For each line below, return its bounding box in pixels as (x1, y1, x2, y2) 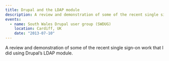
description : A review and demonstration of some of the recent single (5, 12, 158, 17)
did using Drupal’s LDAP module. (5, 50, 73, 56)
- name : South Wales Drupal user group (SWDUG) (10, 21, 112, 27)
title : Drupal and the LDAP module (5, 7, 80, 13)
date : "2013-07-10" (14, 31, 55, 36)
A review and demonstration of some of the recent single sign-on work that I (5, 45, 163, 50)
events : (5, 17, 22, 22)
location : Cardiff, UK (14, 26, 62, 31)
